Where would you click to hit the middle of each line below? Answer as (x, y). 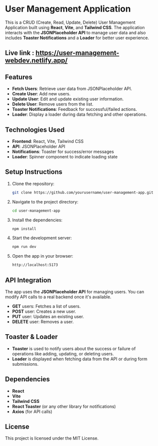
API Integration (28, 280)
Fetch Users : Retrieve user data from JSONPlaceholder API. (72, 89)
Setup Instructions (34, 172)
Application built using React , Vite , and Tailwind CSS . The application (75, 27)
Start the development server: (42, 238)
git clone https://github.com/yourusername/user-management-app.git (83, 192)
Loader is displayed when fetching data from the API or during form (80, 359)
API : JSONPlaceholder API (39, 146)
